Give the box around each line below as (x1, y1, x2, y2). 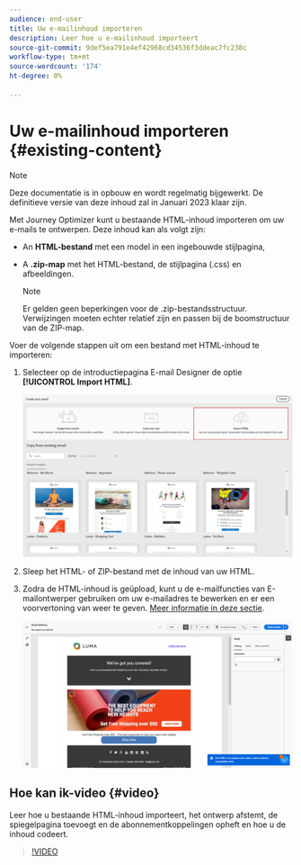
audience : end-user (9, 14, 83, 23)
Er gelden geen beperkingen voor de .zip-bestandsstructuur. (22, 302, 248, 314)
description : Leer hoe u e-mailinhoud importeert (9, 33, 199, 42)
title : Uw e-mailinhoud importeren (9, 23, 143, 33)
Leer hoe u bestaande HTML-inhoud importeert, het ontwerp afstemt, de (9, 809, 279, 820)
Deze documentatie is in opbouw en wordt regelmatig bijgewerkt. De (9, 187, 263, 198)
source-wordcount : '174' (9, 62, 102, 71)
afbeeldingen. (22, 268, 75, 279)
